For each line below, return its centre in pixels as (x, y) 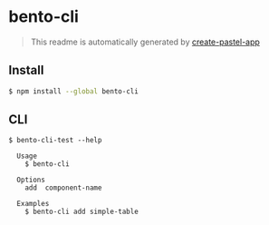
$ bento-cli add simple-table (82, 212)
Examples (33, 204)
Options (31, 180)
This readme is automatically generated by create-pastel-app (145, 42)
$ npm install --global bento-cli (74, 91)
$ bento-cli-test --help (55, 141)
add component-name (63, 188)
